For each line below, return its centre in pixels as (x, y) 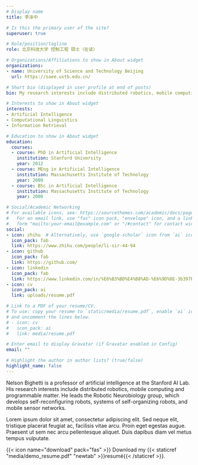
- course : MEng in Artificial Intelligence (65, 169)
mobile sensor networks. (36, 408)
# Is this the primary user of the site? (58, 28)
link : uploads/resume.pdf (43, 296)
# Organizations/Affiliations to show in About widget (75, 60)
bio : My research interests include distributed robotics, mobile (89, 93)
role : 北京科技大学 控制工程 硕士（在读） (52, 50)
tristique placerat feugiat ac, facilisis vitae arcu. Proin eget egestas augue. (96, 425)
